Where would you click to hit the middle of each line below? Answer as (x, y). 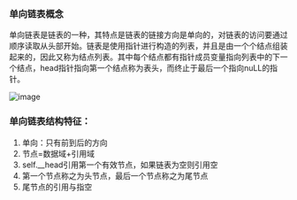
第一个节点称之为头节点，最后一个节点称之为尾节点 (115, 175)
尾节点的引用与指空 (57, 187)
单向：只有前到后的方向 (65, 142)
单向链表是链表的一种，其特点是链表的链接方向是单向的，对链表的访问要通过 (148, 35)
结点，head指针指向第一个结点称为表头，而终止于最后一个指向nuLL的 (143, 68)
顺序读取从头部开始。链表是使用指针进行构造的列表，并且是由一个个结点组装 (148, 46)
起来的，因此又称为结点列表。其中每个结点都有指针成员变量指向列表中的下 (145, 57)
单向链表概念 (37, 13)
